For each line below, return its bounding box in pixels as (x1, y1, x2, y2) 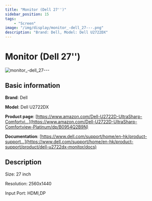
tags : (5, 16, 16, 21)
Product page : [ (5, 113, 38, 119)
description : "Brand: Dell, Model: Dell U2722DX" (5, 30, 109, 35)
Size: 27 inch (5, 171, 31, 177)
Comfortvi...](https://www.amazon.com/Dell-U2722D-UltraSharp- (5, 119, 138, 125)
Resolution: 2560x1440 (5, 180, 52, 186)
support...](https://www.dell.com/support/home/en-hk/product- (5, 138, 133, 145)
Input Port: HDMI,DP (5, 190, 46, 196)
